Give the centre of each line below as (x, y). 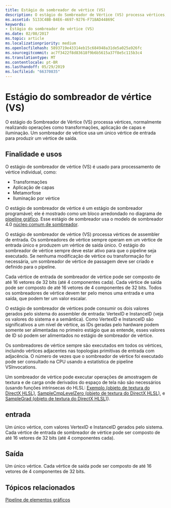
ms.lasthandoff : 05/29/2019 (35, 67)
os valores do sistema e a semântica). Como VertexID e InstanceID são (79, 319)
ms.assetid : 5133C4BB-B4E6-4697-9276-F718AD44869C (60, 19)
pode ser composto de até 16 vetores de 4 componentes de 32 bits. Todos (83, 287)
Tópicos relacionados (40, 487)
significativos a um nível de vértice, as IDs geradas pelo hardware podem (82, 324)
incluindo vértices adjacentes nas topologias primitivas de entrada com (80, 351)
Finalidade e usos (34, 154)
